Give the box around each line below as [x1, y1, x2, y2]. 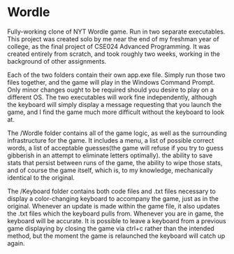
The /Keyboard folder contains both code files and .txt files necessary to [7, 187, 217, 195]
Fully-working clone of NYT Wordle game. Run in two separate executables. [7, 27, 226, 36]
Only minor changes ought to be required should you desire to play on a [7, 85, 214, 94]
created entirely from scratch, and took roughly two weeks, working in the [7, 50, 221, 58]
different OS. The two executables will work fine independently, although [7, 92, 217, 101]
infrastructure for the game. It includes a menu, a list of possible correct [7, 136, 214, 144]
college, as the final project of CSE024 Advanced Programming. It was [7, 42, 211, 50]
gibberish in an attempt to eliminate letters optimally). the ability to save [7, 151, 213, 160]
